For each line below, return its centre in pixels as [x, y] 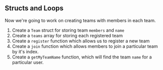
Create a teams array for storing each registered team [67, 35]
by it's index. [25, 51]
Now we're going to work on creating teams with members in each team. [80, 20]
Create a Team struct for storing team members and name [68, 30]
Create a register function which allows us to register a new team [81, 41]
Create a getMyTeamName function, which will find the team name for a [82, 57]
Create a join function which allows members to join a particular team [85, 46]
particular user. [28, 62]
